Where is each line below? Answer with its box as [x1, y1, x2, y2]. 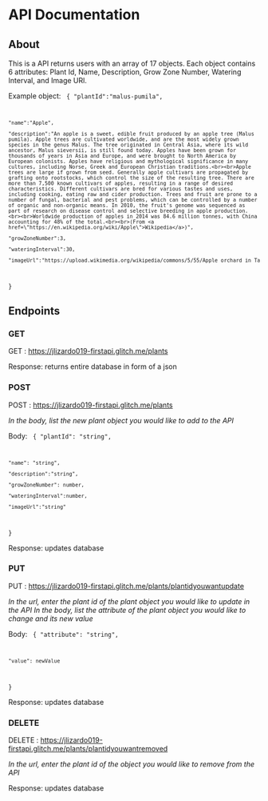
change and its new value [8, 614, 93, 623]
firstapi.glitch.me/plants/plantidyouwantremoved [8, 743, 168, 753]
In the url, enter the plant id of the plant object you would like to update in [8, 596, 250, 606]
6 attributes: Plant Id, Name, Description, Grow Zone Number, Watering [8, 67, 242, 77]
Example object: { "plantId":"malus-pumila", [8, 91, 164, 101]
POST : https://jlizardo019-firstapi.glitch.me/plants [8, 400, 173, 410]
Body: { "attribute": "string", [8, 629, 120, 639]
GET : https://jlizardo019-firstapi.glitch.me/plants [8, 346, 169, 356]
